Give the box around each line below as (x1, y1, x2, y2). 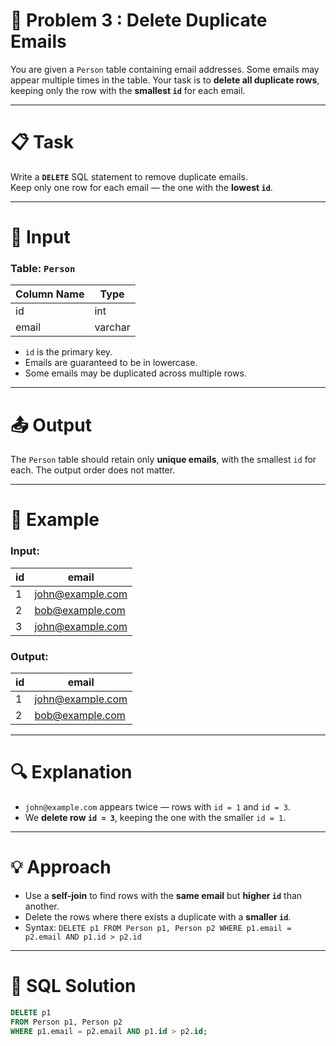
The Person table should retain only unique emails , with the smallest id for (10, 454, 317, 466)
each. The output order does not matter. (10, 464, 176, 476)
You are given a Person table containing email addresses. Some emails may (10, 63, 320, 75)
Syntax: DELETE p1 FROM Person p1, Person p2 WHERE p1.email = (24, 921, 292, 933)
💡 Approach (10, 856, 112, 879)
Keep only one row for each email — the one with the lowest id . (10, 181, 273, 193)
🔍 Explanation (10, 761, 133, 784)
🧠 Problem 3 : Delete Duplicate (10, 9, 268, 32)
